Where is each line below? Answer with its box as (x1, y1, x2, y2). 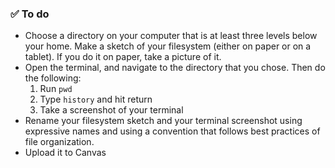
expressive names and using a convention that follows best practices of (24, 125, 321, 137)
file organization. (24, 136, 95, 148)
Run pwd (39, 83, 73, 95)
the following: (24, 72, 82, 84)
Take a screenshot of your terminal (39, 104, 184, 116)
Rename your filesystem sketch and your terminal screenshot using (24, 115, 303, 127)
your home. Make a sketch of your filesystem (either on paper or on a (24, 40, 312, 52)
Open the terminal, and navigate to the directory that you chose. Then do (24, 62, 326, 74)
